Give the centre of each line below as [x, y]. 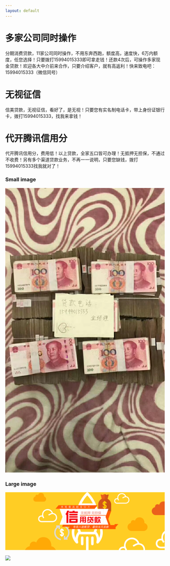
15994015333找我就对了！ [33, 166]
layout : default [22, 11]
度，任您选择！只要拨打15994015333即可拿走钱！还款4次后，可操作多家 [81, 59]
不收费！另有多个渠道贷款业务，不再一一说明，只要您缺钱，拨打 [72, 160]
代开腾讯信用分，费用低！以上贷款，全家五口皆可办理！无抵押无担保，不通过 [85, 153]
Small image [21, 179]
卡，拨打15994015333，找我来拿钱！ [44, 116]
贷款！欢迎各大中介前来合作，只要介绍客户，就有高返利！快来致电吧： [82, 66]
